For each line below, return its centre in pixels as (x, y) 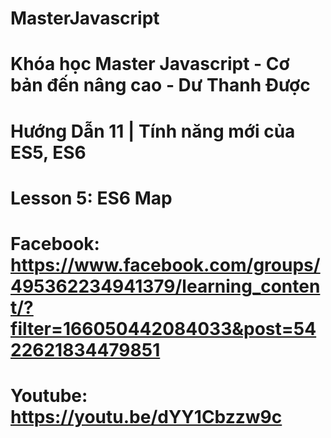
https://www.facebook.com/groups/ (165, 264)
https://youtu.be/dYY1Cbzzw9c (146, 417)
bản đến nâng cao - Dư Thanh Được (160, 85)
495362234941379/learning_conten (165, 286)
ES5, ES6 (48, 152)
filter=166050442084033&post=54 (163, 328)
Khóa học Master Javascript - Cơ (150, 64)
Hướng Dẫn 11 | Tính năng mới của (153, 131)
